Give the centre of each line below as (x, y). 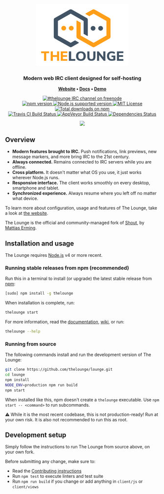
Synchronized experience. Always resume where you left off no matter (84, 193)
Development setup (36, 435)
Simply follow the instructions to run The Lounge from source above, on (78, 447)
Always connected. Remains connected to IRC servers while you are (82, 162)
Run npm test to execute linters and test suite (58, 476)
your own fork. (20, 452)
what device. (25, 198)
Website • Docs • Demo (82, 89)
